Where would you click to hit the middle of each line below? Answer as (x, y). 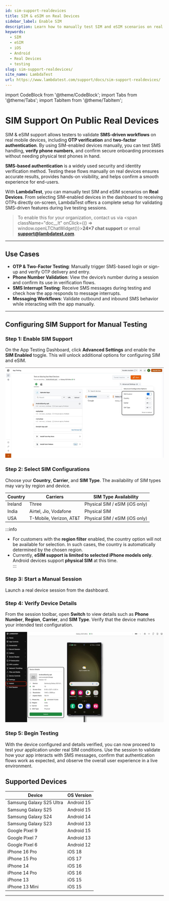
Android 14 (79, 816)
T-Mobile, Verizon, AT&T (55, 518)
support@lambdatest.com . (47, 233)
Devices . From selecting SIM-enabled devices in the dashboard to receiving (84, 197)
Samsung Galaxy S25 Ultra (35, 803)
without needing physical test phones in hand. (53, 156)
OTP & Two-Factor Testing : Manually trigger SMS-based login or (80, 266)
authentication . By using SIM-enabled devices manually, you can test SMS (83, 145)
